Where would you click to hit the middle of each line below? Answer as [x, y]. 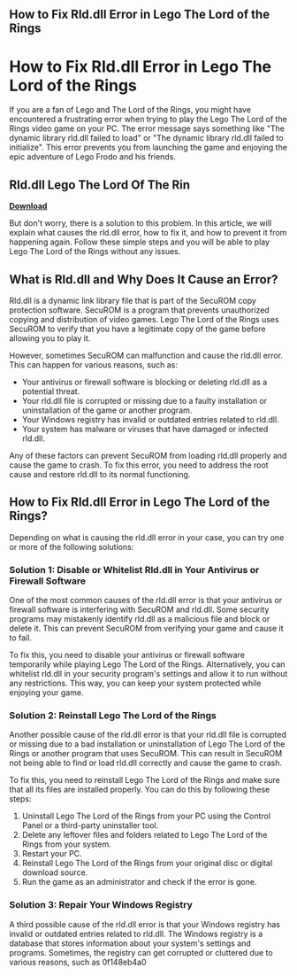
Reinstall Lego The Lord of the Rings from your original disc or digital [147, 864]
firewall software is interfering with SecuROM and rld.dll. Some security [139, 609]
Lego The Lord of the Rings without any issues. [95, 252]
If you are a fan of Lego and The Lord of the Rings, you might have [130, 110]
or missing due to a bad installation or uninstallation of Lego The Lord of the [147, 744]
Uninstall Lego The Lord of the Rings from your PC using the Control [146, 816]
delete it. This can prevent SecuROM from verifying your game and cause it [147, 629]
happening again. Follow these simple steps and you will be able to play [140, 242]
